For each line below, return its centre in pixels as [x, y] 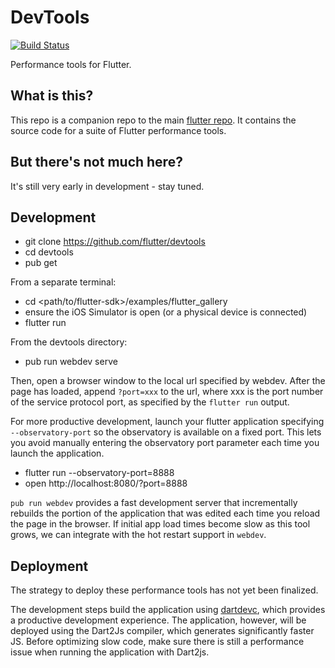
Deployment [49, 566]
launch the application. [57, 453]
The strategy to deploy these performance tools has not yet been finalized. [164, 590]
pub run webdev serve [71, 362]
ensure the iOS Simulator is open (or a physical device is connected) [166, 312]
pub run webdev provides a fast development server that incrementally [154, 503]
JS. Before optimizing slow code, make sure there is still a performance [157, 642]
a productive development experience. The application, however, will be [158, 620]
